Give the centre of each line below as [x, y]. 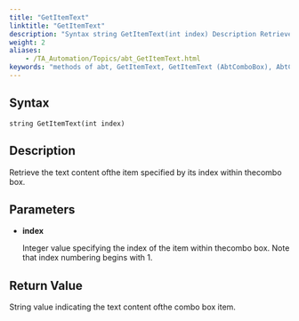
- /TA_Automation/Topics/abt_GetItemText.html [113, 59]
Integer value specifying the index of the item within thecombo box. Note [156, 248]
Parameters [42, 209]
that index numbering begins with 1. [87, 258]
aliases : [25, 51]
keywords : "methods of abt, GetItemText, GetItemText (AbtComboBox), [141, 68]
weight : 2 [28, 42]
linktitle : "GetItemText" [57, 26]
